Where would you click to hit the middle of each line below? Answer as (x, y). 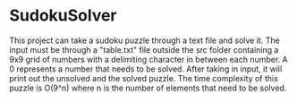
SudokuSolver (64, 16)
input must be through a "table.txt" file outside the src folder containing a (144, 49)
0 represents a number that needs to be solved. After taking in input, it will (146, 69)
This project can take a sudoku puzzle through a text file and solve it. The (144, 40)
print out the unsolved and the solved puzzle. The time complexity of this (144, 78)
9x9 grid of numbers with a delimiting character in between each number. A (148, 59)
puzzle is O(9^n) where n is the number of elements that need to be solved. (148, 88)
